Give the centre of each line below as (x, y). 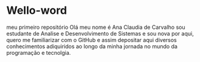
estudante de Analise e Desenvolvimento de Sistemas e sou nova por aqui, (100, 33)
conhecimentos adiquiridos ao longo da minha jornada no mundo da (92, 46)
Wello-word (37, 11)
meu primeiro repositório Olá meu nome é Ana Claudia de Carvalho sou (96, 27)
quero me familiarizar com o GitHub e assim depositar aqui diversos (91, 40)
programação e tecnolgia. (39, 52)
